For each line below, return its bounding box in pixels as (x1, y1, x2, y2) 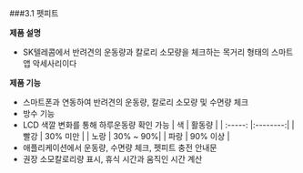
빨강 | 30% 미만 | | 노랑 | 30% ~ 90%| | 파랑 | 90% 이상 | (22, 131, 230, 141)
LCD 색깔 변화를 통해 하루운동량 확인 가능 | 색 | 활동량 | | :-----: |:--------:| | (22, 119, 295, 130)
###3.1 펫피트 (9, 8, 59, 18)
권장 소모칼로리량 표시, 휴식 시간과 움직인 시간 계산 (22, 154, 203, 164)
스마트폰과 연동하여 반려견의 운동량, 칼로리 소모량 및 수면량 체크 (22, 97, 248, 107)
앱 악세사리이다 (22, 58, 77, 68)
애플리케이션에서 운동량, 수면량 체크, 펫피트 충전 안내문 (22, 142, 217, 153)
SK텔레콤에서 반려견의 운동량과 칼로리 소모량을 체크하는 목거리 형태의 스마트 (22, 46, 294, 57)
